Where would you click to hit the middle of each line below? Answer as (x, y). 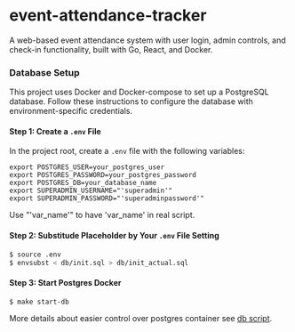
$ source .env (36, 255)
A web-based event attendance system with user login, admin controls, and (147, 40)
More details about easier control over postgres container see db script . (141, 319)
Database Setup (44, 72)
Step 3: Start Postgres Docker (65, 282)
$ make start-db (39, 302)
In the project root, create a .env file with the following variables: (127, 151)
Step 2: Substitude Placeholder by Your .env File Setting (114, 236)
